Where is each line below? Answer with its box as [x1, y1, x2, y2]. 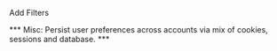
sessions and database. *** [9, 34, 110, 44]
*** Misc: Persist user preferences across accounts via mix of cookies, [9, 25, 268, 34]
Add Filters [9, 8, 50, 18]
